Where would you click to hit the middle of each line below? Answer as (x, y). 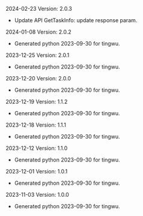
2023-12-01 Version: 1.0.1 (37, 171)
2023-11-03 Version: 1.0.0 (38, 195)
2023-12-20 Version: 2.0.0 (38, 78)
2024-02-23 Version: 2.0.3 (39, 9)
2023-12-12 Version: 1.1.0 (37, 148)
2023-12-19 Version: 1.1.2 (37, 102)
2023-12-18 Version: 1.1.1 (36, 125)
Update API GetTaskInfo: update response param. (76, 20)
